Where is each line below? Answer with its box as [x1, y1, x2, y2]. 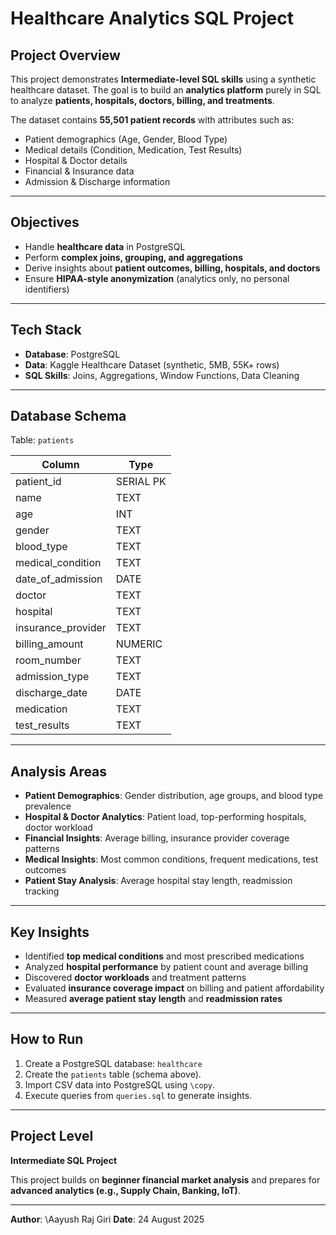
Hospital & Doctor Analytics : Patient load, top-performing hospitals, [24, 811, 307, 823]
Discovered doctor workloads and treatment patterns [24, 972, 247, 984]
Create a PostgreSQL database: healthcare [24, 1057, 203, 1069]
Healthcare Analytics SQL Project [10, 7, 294, 30]
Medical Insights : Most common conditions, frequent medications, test [24, 853, 319, 866]
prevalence [24, 800, 72, 812]
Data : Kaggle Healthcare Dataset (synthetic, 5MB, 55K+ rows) [24, 358, 280, 371]
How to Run [10, 1031, 84, 1048]
